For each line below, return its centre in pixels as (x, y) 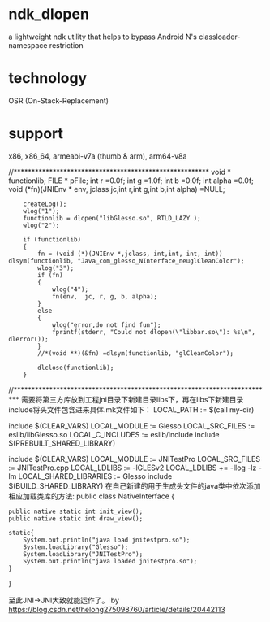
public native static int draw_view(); (76, 518)
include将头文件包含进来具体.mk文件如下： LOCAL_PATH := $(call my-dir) (131, 409)
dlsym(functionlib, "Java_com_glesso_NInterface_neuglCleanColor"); (126, 261)
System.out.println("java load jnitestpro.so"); (107, 540)
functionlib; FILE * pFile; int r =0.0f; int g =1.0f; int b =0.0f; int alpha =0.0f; (131, 181)
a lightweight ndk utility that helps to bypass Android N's (103, 37)
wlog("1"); (41, 211)
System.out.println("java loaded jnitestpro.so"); (110, 561)
